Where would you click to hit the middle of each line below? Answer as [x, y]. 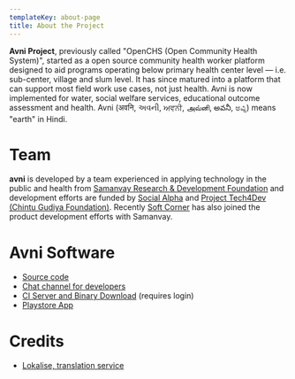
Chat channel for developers [74, 286]
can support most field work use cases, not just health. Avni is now [131, 89]
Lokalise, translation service [73, 366]
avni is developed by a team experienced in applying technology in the [138, 179]
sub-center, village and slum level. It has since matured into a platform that [145, 79]
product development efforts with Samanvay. [91, 217]
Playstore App [47, 306]
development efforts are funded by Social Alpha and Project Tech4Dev [138, 198]
